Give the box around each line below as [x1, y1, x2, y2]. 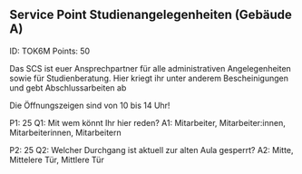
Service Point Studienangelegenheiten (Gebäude [9, 7, 293, 23]
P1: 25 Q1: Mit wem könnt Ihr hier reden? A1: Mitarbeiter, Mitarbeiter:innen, [9, 117, 286, 128]
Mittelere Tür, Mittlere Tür [9, 154, 104, 165]
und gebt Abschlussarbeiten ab [9, 82, 127, 93]
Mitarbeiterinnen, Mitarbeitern [9, 127, 122, 138]
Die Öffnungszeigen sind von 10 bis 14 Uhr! [9, 100, 170, 111]
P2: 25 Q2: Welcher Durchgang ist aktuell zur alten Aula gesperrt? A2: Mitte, [9, 144, 294, 155]
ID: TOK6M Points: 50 [9, 45, 91, 56]
